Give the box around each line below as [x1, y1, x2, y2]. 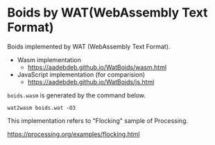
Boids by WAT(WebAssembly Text [7, 5, 208, 21]
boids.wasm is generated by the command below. [7, 91, 146, 99]
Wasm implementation [17, 55, 81, 64]
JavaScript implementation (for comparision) [17, 70, 146, 79]
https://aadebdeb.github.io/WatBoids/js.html [27, 77, 155, 86]
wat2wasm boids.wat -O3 [7, 104, 76, 111]
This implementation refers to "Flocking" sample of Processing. [7, 116, 189, 125]
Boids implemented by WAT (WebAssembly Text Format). [7, 42, 171, 50]
